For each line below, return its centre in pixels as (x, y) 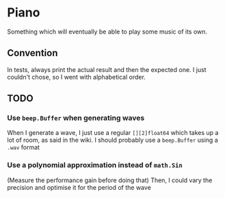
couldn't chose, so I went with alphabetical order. (76, 77)
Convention (32, 53)
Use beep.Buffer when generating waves (76, 118)
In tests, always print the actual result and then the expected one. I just (107, 69)
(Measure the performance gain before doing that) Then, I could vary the (110, 180)
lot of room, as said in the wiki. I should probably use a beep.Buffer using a (112, 140)
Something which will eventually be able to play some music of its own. (107, 32)
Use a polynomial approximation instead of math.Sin (95, 165)
